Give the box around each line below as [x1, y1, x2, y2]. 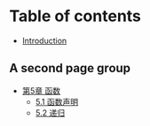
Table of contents [9, 6, 142, 26]
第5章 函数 [21, 85, 61, 96]
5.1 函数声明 [35, 96, 78, 107]
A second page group [9, 61, 131, 76]
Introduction [21, 35, 67, 46]
